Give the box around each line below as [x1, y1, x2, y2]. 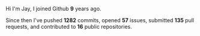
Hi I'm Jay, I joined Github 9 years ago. [5, 5, 102, 12]
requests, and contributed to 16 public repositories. [5, 23, 133, 30]
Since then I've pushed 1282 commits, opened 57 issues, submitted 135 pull [5, 17, 195, 23]
